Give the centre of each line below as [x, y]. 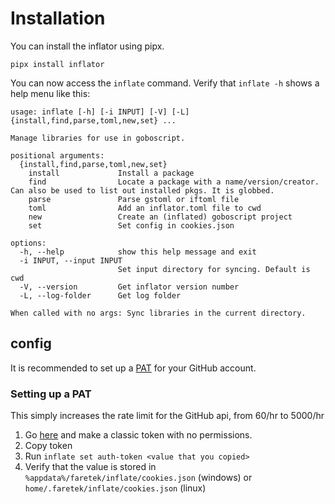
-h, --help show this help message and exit [138, 252]
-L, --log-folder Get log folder [100, 295]
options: [28, 243]
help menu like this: [50, 93]
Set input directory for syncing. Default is [214, 269]
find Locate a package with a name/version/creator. [174, 182]
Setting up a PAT [51, 394]
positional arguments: [57, 155]
